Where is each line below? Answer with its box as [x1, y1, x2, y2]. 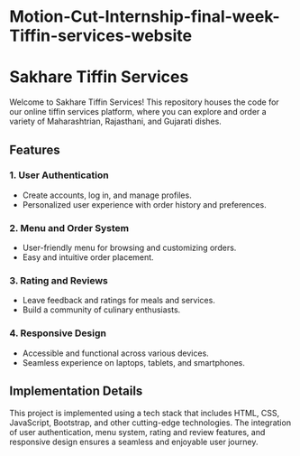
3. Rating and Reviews [9, 275, 108, 287]
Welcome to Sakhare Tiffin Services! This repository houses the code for [9, 97, 279, 107]
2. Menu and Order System [9, 221, 129, 234]
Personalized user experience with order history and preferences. [22, 199, 268, 209]
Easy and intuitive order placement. [22, 252, 155, 263]
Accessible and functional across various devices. [22, 348, 209, 358]
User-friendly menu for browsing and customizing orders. [22, 242, 237, 254]
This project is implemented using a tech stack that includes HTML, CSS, [9, 407, 280, 418]
